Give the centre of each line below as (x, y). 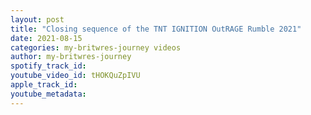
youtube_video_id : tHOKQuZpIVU (75, 76)
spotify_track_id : (48, 66)
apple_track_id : (44, 85)
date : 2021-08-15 (46, 38)
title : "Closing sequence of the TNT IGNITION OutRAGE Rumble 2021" (156, 29)
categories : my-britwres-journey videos (96, 47)
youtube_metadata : (48, 94)
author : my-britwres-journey (71, 57)
